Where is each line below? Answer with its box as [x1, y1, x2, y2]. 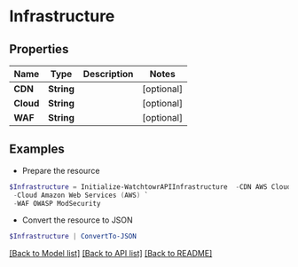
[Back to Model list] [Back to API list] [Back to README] [9, 248, 213, 259]
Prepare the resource [21, 165, 100, 176]
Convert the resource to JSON [21, 215, 133, 225]
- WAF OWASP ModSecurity [12, 199, 101, 208]
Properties [9, 42, 69, 57]
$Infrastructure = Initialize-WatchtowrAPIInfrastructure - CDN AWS [9, 182, 268, 192]
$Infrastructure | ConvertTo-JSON [9, 232, 137, 241]
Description [82, 68, 134, 80]
